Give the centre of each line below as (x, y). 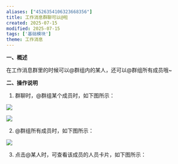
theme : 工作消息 (25, 40)
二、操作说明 (22, 83)
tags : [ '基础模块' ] (29, 34)
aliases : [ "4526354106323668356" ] (49, 12)
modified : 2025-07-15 (33, 28)
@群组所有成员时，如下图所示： (54, 130)
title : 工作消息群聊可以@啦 (37, 17)
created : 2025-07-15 (32, 23)
